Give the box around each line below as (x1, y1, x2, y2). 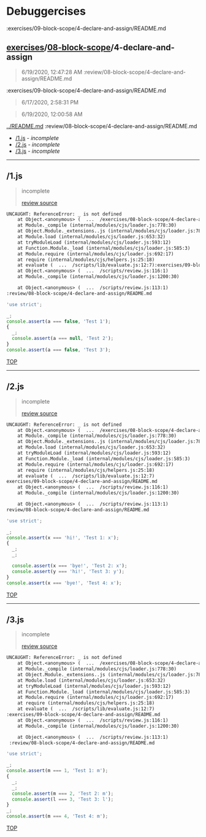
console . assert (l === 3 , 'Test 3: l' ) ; (12, 796, 114, 802)
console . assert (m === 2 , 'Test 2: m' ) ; (12, 790, 114, 796)
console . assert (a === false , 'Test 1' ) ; (6, 318, 112, 325)
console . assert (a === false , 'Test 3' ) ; (6, 347, 112, 353)
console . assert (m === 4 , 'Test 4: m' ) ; (6, 813, 109, 820)
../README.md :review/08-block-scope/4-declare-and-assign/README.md (6, 122, 197, 129)
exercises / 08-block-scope (6, 42, 111, 53)
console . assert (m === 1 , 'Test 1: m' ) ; (6, 768, 109, 774)
